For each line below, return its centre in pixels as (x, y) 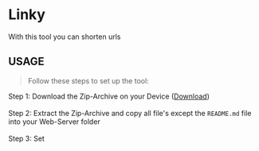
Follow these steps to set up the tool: (88, 80)
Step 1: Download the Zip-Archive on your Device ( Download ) (109, 96)
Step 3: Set (27, 138)
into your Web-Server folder (55, 122)
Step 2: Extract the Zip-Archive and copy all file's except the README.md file (130, 113)
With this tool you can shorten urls (65, 37)
